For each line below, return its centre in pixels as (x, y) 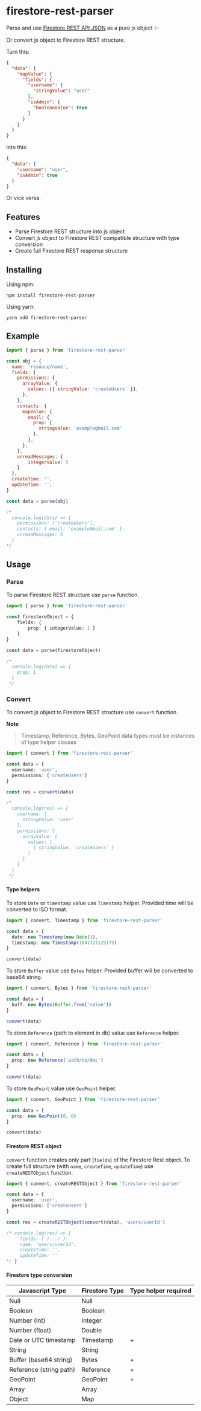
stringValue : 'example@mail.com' (80, 428)
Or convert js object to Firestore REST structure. (66, 40)
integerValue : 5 (48, 462)
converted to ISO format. (37, 909)
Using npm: (20, 285)
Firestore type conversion (39, 1275)
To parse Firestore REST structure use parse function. (73, 595)
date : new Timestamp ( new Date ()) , (55, 937)
